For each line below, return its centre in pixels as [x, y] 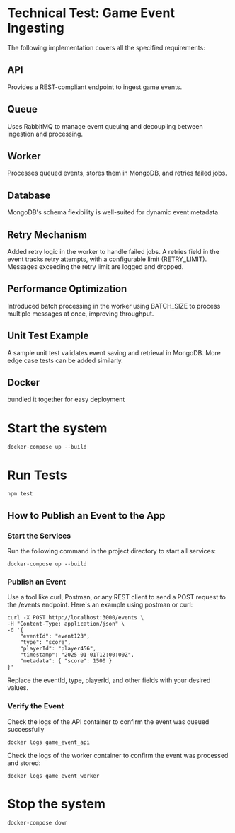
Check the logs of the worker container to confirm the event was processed [118, 755]
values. [18, 688]
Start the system [57, 428]
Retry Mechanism [47, 235]
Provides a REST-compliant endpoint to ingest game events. [95, 87]
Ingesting [36, 28]
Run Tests [37, 475]
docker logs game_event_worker [53, 776]
